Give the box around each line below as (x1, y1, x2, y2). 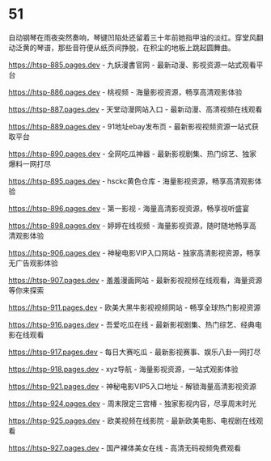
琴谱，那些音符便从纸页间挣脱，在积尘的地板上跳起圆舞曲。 (36, 42, 235, 53)
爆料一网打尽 (8, 159, 51, 168)
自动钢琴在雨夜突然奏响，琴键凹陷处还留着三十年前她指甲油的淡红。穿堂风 (8, 32, 256, 42)
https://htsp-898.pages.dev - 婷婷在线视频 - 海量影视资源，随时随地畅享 (8, 220, 250, 230)
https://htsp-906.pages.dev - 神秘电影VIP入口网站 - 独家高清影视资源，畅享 (8, 247, 261, 257)
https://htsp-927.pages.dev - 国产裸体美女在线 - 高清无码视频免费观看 (8, 442, 241, 453)
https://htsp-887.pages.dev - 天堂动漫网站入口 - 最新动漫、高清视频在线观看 (8, 104, 263, 114)
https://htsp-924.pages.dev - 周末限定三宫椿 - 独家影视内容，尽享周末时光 (8, 398, 256, 408)
